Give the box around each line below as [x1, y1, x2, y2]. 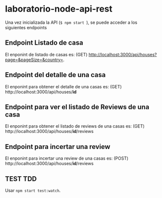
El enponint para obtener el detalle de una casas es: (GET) [5, 83, 122, 89]
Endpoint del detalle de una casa [5, 71, 106, 79]
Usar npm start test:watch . [5, 188, 61, 193]
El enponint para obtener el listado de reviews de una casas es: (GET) [5, 123, 145, 129]
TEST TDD [5, 175, 37, 183]
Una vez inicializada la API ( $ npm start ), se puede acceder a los [5, 19, 138, 25]
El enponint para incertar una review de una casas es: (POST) [5, 155, 129, 161]
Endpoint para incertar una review [5, 142, 110, 151]
